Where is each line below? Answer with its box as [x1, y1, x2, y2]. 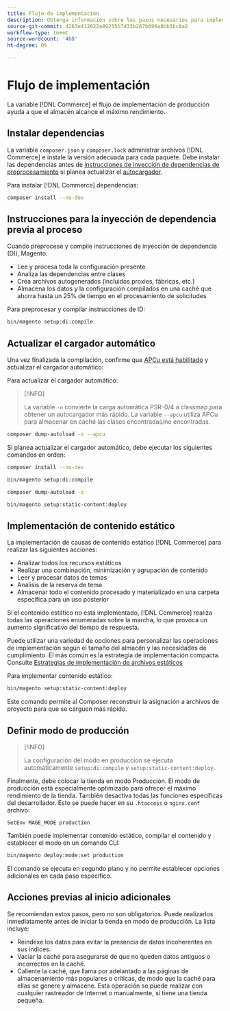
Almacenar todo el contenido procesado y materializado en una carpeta [16, 588, 220, 596]
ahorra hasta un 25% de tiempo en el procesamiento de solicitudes [16, 292, 207, 300]
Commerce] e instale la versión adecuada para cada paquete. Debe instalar [7, 152, 220, 161]
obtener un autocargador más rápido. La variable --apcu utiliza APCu [23, 410, 218, 419]
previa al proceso [7, 224, 83, 236]
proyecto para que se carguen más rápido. [7, 705, 128, 713]
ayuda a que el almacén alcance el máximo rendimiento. [7, 107, 166, 115]
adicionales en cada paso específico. [7, 872, 112, 880]
